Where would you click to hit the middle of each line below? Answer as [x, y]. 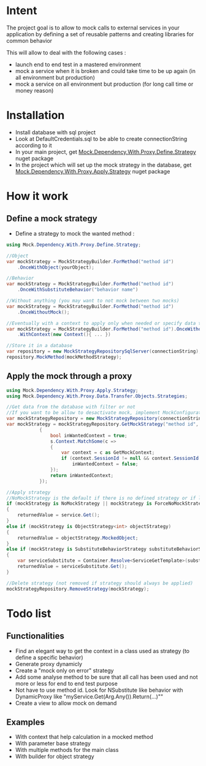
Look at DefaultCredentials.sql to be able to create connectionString [101, 139]
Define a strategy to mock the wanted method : [75, 233]
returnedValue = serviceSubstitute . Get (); [72, 567]
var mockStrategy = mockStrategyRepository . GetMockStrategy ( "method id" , [103, 424]
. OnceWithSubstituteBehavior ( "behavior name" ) [78, 290]
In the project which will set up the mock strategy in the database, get [103, 165]
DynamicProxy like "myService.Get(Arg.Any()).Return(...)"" [89, 696]
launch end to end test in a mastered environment [78, 64]
